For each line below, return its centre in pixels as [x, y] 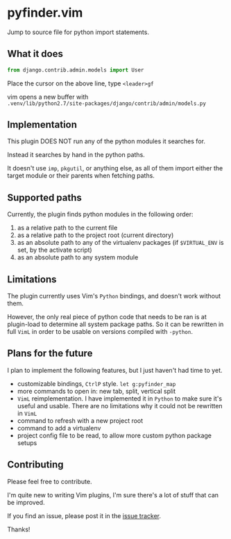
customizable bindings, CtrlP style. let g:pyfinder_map [96, 383]
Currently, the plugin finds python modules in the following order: [100, 214]
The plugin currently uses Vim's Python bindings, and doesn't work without [114, 296]
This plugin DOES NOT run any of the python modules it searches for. [106, 141]
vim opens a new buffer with [48, 97]
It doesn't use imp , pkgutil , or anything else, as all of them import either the [115, 168]
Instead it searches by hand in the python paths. [76, 155]
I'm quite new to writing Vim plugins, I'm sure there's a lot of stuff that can [113, 494]
